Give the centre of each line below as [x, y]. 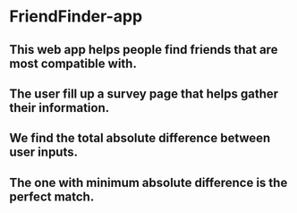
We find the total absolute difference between [140, 138]
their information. [59, 108]
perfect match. [52, 196]
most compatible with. [73, 63]
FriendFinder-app [76, 17]
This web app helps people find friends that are [144, 50]
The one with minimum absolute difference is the [148, 182]
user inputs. [44, 153]
